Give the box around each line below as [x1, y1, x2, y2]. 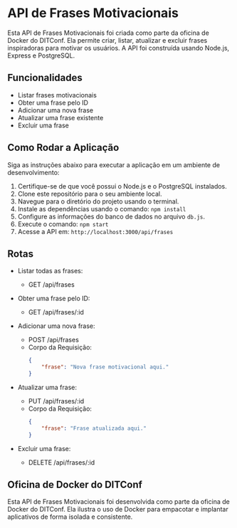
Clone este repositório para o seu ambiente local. [17, 189, 162, 198]
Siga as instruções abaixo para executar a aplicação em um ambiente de [7, 160, 221, 169]
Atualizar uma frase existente [17, 113, 104, 122]
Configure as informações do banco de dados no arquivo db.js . [17, 212, 205, 221]
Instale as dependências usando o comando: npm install [17, 204, 186, 213]
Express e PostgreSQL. [7, 51, 75, 60]
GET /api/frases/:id [28, 308, 84, 317]
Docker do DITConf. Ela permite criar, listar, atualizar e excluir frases [7, 36, 208, 44]
